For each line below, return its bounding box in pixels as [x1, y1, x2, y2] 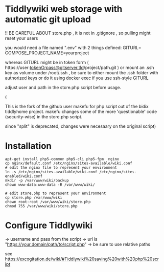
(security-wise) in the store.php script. [5, 113, 83, 119]
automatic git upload [5, 14, 91, 25]
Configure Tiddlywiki [5, 220, 93, 231]
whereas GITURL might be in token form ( [5, 59, 89, 65]
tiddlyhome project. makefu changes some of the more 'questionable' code [5, 109, 157, 114]
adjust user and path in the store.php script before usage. [5, 84, 121, 90]
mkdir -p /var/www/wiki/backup [5, 178, 69, 183]
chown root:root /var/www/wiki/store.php [5, 199, 91, 204]
